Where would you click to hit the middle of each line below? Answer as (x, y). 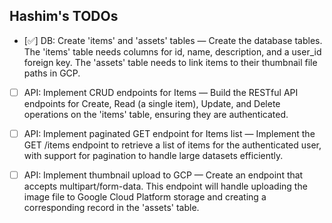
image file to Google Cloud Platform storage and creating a (145, 197)
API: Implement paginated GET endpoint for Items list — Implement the (169, 133)
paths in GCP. (52, 73)
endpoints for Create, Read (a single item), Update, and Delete (152, 103)
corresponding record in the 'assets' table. (111, 207)
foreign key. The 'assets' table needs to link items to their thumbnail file (170, 62)
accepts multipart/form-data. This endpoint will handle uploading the (165, 186)
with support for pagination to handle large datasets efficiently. (153, 155)
